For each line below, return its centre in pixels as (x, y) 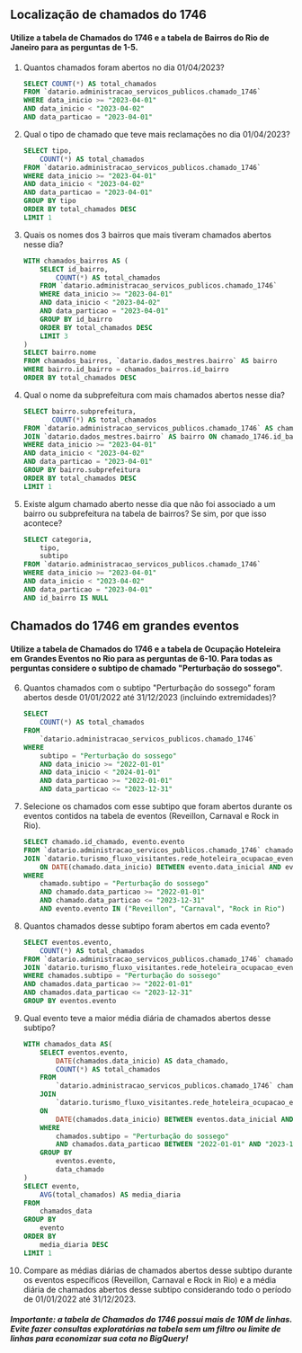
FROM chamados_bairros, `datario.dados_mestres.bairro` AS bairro (150, 361)
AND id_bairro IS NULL (66, 598)
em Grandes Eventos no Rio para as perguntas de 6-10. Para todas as (142, 658)
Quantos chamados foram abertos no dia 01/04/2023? (124, 67)
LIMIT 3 (54, 336)
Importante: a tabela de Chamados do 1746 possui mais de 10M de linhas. (151, 1320)
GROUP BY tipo (49, 201)
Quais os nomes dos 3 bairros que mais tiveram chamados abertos (147, 235)
